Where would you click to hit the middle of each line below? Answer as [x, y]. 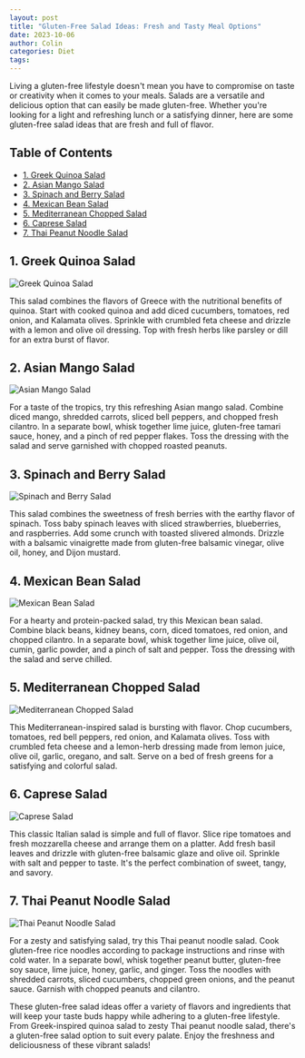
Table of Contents [61, 153]
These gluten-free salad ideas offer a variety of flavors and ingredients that [150, 1006]
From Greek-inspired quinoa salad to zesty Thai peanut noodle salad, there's [152, 1025]
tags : [20, 60]
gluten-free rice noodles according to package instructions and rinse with [148, 950]
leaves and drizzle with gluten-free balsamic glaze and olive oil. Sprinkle [144, 853]
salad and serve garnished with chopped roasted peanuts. [118, 446]
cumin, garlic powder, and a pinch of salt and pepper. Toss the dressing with [152, 649]
